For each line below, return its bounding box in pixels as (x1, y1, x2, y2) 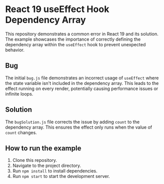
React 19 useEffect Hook (5, 4, 110, 15)
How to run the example (5, 144, 81, 152)
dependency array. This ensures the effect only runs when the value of (5, 124, 152, 130)
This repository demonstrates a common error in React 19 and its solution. (5, 31, 158, 37)
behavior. (5, 47, 25, 53)
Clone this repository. (12, 157, 57, 163)
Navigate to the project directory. (12, 162, 81, 169)
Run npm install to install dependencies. (12, 168, 98, 174)
